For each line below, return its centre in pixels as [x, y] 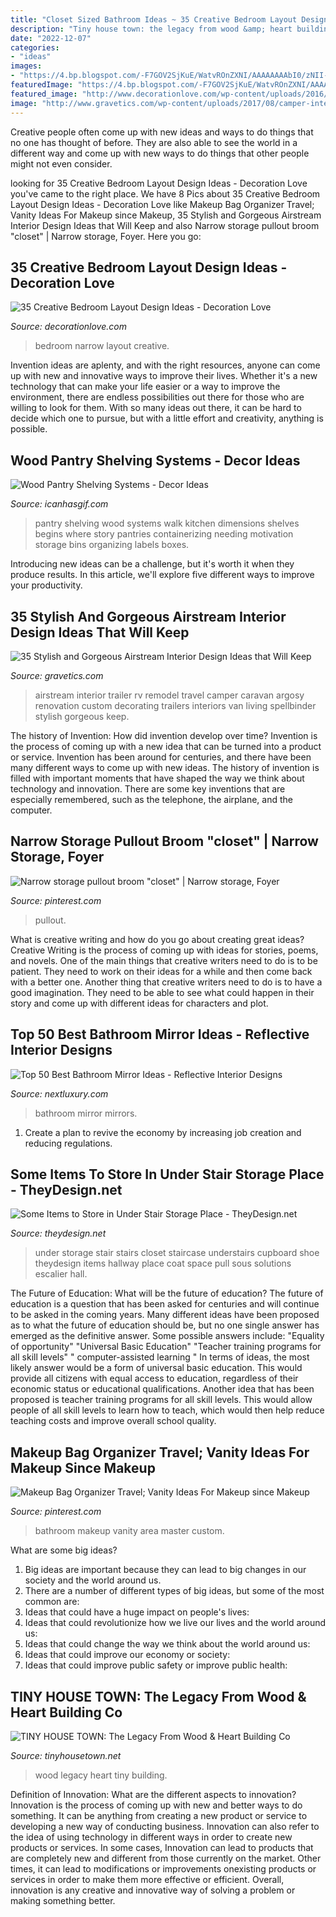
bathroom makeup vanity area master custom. [129, 1531]
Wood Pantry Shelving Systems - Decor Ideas [155, 460]
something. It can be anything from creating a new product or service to [159, 1815]
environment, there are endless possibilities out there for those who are [157, 397]
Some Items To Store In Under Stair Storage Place [167, 1174]
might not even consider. [61, 163]
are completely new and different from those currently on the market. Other [166, 1858]
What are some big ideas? [64, 1550]
